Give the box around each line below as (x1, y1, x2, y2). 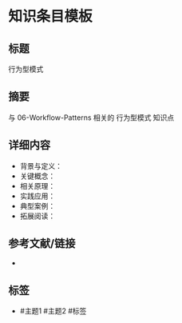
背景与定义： (19, 161, 62, 170)
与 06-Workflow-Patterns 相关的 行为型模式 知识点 (8, 113, 175, 122)
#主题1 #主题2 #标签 (19, 306, 87, 316)
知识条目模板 (8, 7, 93, 26)
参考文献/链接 (8, 237, 76, 250)
